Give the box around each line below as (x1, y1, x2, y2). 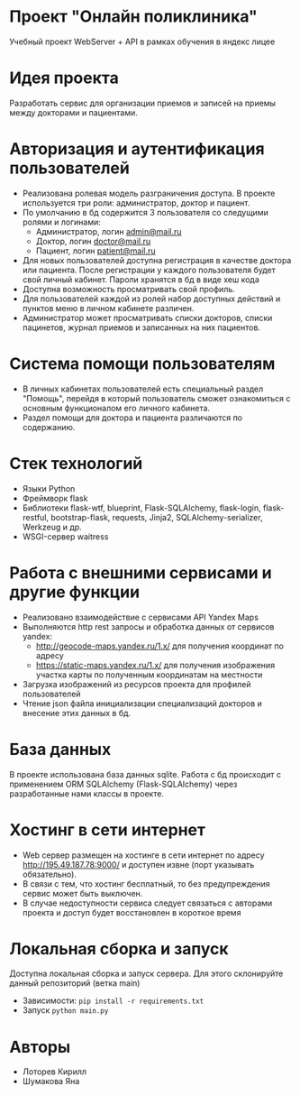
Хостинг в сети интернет (9, 819, 205, 840)
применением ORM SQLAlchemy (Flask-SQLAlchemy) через (9, 778, 238, 789)
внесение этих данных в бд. (22, 707, 132, 718)
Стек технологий (9, 453, 143, 474)
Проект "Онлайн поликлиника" (9, 6, 259, 27)
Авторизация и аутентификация (9, 139, 265, 160)
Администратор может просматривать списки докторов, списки (22, 312, 273, 323)
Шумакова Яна (22, 1076, 80, 1087)
